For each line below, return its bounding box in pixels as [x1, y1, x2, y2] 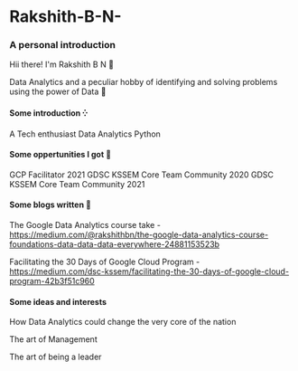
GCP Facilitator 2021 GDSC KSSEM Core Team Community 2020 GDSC [9, 169, 274, 180]
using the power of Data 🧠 [9, 86, 107, 97]
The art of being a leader [9, 351, 102, 363]
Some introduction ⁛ [9, 108, 88, 119]
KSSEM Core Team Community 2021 [9, 178, 145, 189]
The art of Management [9, 334, 98, 345]
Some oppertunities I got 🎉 [9, 149, 111, 160]
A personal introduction [9, 39, 116, 52]
